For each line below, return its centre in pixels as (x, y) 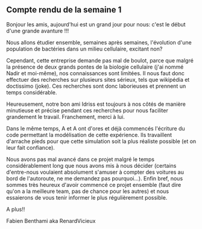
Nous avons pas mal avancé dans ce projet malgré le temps (80, 159)
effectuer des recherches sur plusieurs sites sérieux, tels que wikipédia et (98, 79)
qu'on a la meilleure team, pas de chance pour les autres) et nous (88, 191)
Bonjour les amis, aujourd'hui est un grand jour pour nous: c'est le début (96, 24)
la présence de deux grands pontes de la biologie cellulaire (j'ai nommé (95, 67)
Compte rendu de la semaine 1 (64, 10)
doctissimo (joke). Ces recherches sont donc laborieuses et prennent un (96, 86)
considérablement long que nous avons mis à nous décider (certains (91, 165)
